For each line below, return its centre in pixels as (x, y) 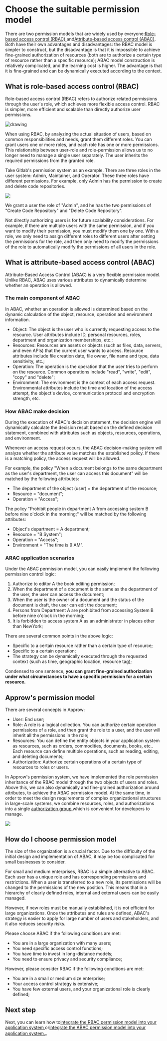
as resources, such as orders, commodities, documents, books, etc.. (83, 746)
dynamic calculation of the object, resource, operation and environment (79, 314)
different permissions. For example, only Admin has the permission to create (83, 180)
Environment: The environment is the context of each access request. (84, 382)
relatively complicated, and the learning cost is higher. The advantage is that (83, 65)
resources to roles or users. (41, 767)
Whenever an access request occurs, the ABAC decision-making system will (84, 448)
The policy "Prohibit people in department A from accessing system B (77, 509)
